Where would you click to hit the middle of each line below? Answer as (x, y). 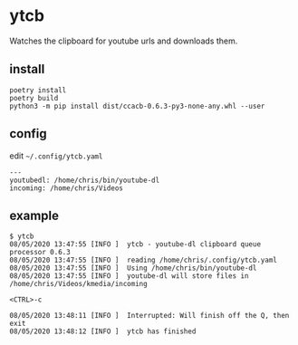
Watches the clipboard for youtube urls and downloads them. (124, 41)
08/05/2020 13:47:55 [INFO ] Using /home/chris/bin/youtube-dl (133, 268)
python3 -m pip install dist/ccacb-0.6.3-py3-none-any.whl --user (137, 106)
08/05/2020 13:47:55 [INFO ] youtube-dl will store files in (129, 276)
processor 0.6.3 (40, 253)
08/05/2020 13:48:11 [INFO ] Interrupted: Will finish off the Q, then (149, 316)
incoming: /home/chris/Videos (67, 188)
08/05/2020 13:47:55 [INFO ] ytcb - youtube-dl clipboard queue (135, 244)
